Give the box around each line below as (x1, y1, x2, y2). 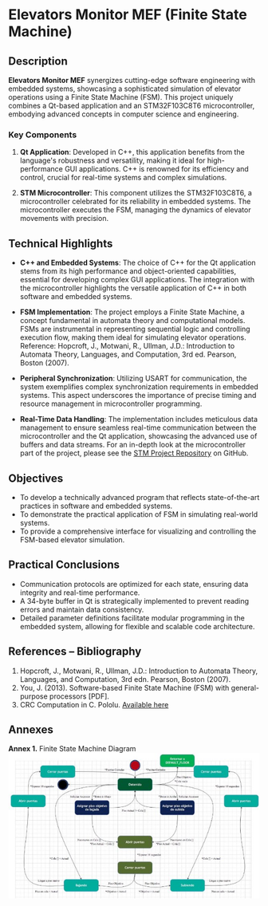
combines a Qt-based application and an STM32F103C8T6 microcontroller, (8, 101, 255, 110)
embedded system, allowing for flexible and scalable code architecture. (19, 621, 255, 631)
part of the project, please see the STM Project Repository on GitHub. (19, 448, 249, 458)
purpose (19, 691, 48, 701)
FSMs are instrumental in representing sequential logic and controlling (19, 325, 250, 334)
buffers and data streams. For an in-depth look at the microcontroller (19, 440, 246, 450)
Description (8, 54, 68, 68)
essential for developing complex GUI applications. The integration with (19, 275, 255, 285)
